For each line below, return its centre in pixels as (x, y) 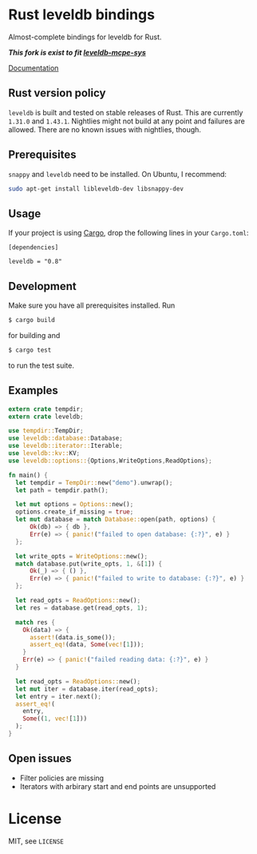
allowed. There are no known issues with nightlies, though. (105, 129)
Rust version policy (57, 93)
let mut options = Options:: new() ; (75, 505)
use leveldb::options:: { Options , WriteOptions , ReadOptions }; (111, 461)
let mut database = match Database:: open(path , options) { (116, 520)
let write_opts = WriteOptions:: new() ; (82, 556)
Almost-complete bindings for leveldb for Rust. (85, 37)
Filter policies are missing (62, 778)
